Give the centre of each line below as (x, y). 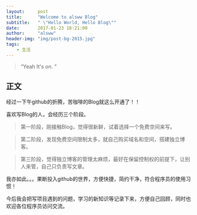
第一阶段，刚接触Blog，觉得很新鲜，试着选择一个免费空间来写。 (98, 126)
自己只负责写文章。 (64, 166)
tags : (13, 45)
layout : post (27, 11)
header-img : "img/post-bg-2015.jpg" (51, 39)
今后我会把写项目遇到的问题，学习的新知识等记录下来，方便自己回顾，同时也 (98, 199)
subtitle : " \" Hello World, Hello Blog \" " (61, 22)
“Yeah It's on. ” (38, 66)
